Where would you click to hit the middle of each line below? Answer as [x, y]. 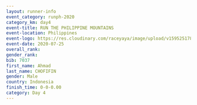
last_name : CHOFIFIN [31, 71]
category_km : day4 [28, 22]
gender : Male [22, 76]
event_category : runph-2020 [40, 17]
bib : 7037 [18, 60]
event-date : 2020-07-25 [35, 44]
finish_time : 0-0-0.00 [34, 87]
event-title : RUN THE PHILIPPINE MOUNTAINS [60, 28]
